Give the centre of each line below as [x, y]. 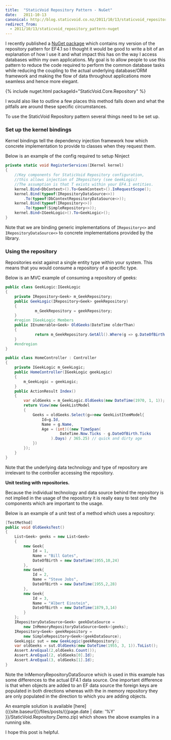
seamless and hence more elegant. [42, 82]
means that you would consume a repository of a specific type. [72, 268]
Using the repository [31, 251]
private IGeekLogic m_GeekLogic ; [50, 368]
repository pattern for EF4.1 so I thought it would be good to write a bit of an [85, 49]
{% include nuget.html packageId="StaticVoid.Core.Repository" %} [76, 91]
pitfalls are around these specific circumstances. [56, 107]
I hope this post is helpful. [32, 732]
